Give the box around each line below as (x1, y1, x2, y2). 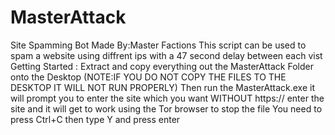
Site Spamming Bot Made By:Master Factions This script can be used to (10, 39, 307, 51)
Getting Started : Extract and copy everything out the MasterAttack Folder (10, 60, 314, 72)
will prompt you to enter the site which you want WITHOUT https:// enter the (10, 92, 325, 104)
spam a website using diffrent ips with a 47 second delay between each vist (10, 49, 323, 61)
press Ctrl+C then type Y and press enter (10, 113, 181, 125)
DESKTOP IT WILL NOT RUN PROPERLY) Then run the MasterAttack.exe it (10, 81, 315, 93)
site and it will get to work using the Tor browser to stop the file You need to (10, 102, 323, 115)
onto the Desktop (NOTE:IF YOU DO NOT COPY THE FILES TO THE (10, 71, 287, 83)
